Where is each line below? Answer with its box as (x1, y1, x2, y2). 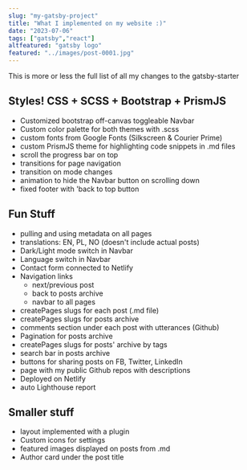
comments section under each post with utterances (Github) (19, 322, 220, 332)
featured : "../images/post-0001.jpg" (8, 49, 135, 57)
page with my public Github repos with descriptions (19, 365, 191, 374)
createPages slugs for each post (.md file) (19, 305, 160, 315)
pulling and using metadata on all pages (19, 228, 152, 238)
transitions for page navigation (19, 158, 122, 168)
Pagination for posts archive (19, 331, 114, 341)
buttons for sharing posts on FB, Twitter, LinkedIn (19, 357, 183, 366)
